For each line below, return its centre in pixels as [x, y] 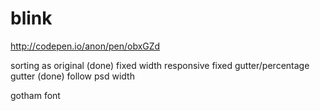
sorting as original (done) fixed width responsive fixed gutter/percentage [160, 65]
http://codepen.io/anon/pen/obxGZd [85, 46]
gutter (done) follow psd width [72, 76]
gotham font [35, 95]
